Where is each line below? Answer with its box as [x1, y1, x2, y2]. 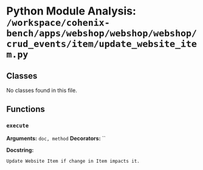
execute [6, 122, 29, 129]
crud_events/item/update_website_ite [6, 38, 198, 50]
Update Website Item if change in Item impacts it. [6, 158, 140, 164]
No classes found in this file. [6, 87, 77, 94]
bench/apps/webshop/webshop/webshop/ [6, 28, 198, 39]
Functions [6, 104, 46, 114]
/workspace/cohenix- [6, 17, 111, 28]
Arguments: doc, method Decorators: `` [6, 134, 106, 142]
